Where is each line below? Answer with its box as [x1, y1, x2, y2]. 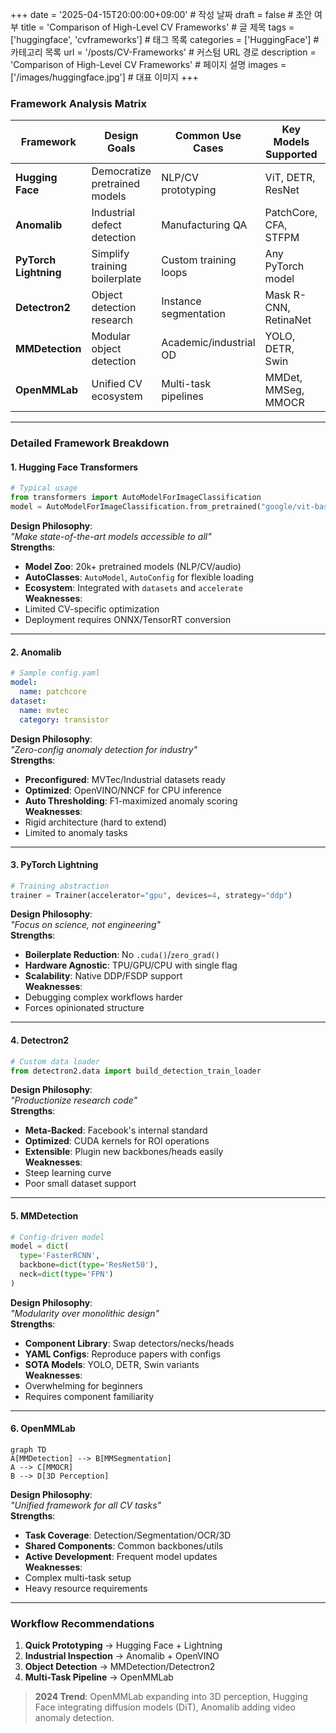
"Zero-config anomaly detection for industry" [10, 743, 198, 755]
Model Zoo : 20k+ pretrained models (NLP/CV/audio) [24, 561, 242, 573]
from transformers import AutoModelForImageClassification [10, 493, 262, 503]
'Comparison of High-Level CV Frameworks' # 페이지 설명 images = [10, 59, 287, 70]
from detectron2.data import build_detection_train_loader [10, 1066, 262, 1076]
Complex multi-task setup [24, 1572, 132, 1584]
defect [91, 218, 122, 232]
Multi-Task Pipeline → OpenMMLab [24, 1671, 174, 1683]
